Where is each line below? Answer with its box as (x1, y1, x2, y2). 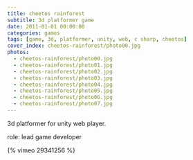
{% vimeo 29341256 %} (7, 146, 76, 154)
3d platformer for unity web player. (7, 119, 107, 127)
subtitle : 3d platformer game (7, 17, 95, 24)
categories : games (7, 29, 60, 37)
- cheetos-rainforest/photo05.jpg (13, 87, 113, 94)
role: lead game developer (7, 132, 82, 141)
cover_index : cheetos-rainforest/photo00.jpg (7, 42, 140, 49)
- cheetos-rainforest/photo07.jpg (13, 100, 113, 107)
